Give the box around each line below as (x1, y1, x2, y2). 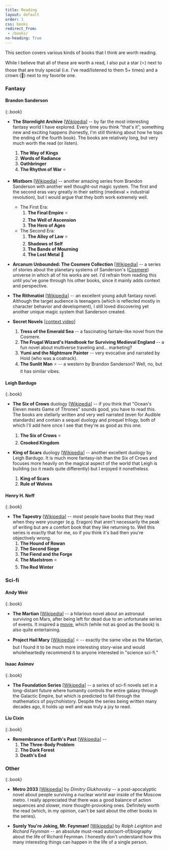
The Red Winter (20, 564, 54, 570)
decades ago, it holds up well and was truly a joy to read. (12, 703, 131, 709)
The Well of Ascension (27, 217, 77, 223)
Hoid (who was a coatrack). (20, 355, 78, 361)
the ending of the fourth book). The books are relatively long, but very (12, 135, 158, 141)
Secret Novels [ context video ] (12, 318, 76, 325)
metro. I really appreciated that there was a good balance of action (12, 797, 151, 803)
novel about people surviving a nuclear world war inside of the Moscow (12, 792, 161, 798)
